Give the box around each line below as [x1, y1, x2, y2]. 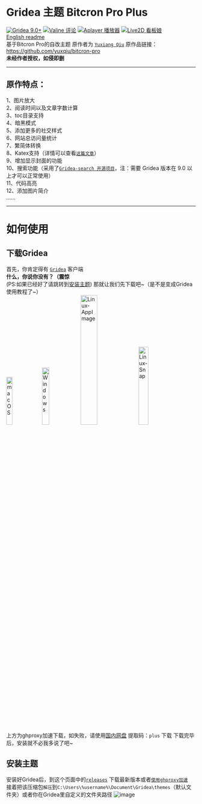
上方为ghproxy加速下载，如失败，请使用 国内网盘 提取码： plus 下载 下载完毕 [6, 732, 195, 739]
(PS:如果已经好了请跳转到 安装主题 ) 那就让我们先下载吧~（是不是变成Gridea [6, 280, 193, 287]
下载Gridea [6, 248, 48, 259]
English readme [6, 33, 45, 40]
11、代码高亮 [6, 179, 37, 187]
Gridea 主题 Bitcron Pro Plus [6, 5, 148, 19]
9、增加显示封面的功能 [6, 157, 63, 164]
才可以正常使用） [11, 172, 54, 179]
